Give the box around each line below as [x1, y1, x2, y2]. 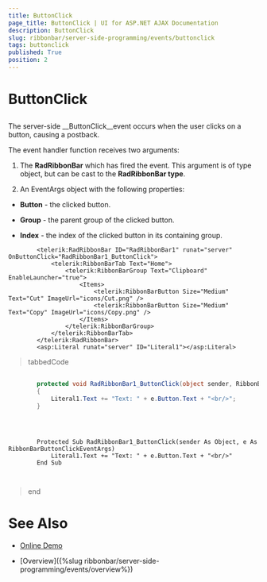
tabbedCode [27, 357, 69, 367]
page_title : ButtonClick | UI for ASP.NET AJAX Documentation [8, 19, 219, 27]
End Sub [37, 458, 62, 467]
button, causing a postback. [8, 130, 100, 140]
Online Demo [19, 541, 63, 550]
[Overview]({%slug [19, 556, 83, 565]
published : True [8, 48, 62, 56]
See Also [8, 514, 68, 532]
